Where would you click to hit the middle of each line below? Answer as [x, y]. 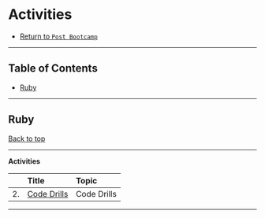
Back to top [27, 139]
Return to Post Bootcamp [59, 36]
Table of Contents [53, 68]
